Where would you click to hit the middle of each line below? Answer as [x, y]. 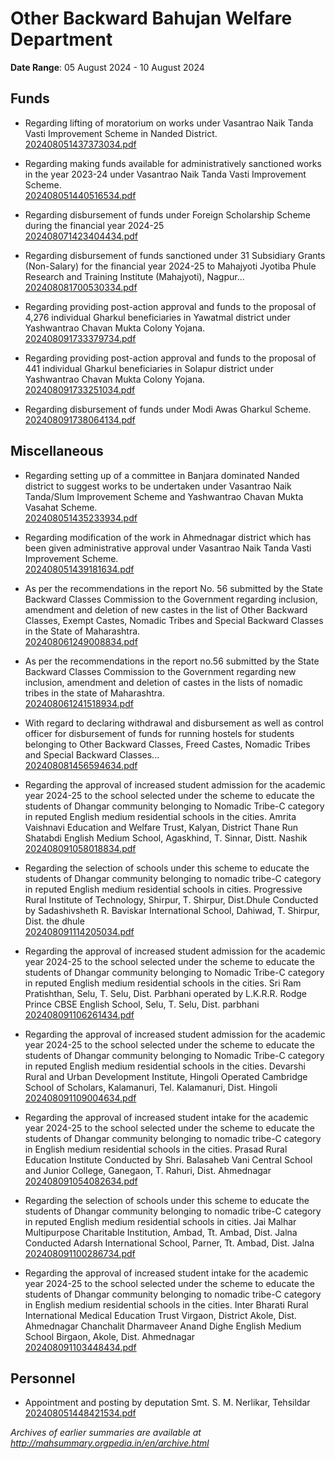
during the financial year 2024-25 [94, 225]
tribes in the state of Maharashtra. [94, 693]
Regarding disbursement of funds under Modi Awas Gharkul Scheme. [168, 409]
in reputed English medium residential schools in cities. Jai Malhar [160, 1221]
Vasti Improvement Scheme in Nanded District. [121, 133]
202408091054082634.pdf [81, 1181]
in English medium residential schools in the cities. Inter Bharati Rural [166, 1304]
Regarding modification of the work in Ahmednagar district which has [168, 537]
